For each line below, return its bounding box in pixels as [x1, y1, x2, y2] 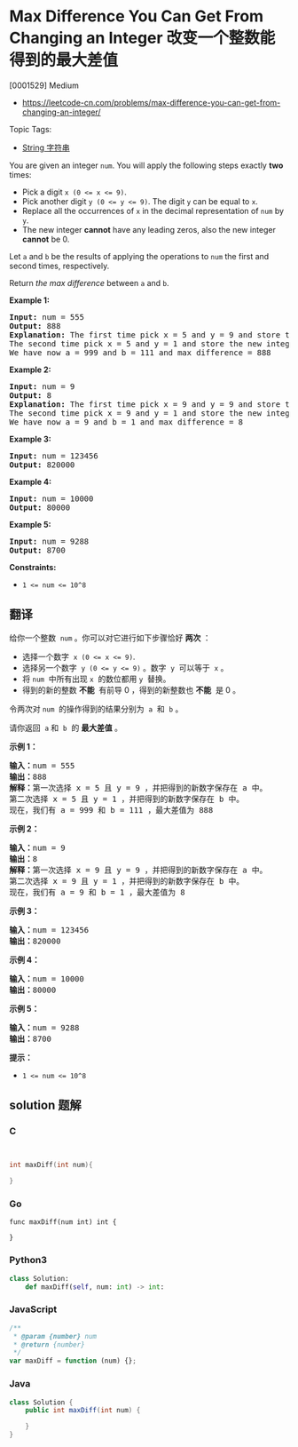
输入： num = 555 [9, 760, 75, 770]
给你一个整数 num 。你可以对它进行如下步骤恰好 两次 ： [9, 632, 211, 643]
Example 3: [9, 433, 51, 444]
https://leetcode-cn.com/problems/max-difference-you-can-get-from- [21, 97, 281, 107]
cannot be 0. [21, 234, 70, 244]
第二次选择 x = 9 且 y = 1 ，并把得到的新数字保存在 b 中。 [9, 876, 245, 886]
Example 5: [9, 519, 51, 529]
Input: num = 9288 [9, 536, 90, 546]
